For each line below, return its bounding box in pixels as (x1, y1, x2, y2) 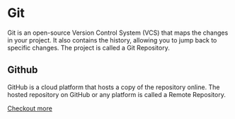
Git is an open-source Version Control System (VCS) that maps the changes (7, 28, 229, 37)
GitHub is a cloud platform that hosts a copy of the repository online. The (7, 83, 220, 91)
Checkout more (7, 104, 53, 113)
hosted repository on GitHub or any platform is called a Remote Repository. (7, 90, 227, 98)
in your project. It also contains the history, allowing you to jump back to (7, 35, 217, 44)
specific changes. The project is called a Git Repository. (7, 43, 170, 52)
